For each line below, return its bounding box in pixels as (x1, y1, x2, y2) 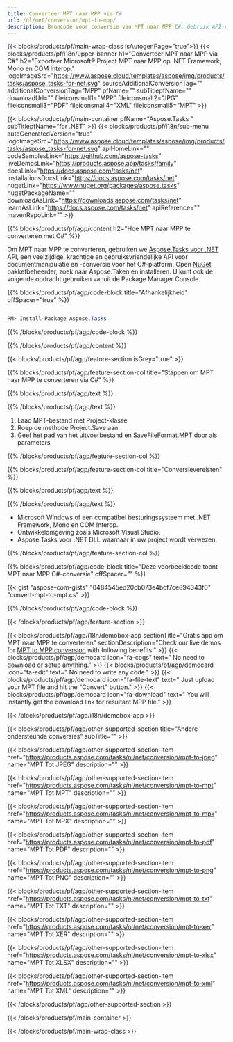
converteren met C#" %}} (7, 232, 80, 240)
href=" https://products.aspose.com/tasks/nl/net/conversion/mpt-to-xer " (7, 923, 214, 931)
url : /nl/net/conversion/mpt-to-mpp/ (7, 17, 116, 24)
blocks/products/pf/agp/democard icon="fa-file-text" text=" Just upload (7, 676, 215, 684)
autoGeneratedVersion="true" (7, 129, 93, 138)
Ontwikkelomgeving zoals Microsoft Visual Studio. (17, 528, 161, 537)
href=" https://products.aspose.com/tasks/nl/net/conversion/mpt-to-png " (7, 866, 216, 874)
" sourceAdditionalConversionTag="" (97, 79, 203, 88)
